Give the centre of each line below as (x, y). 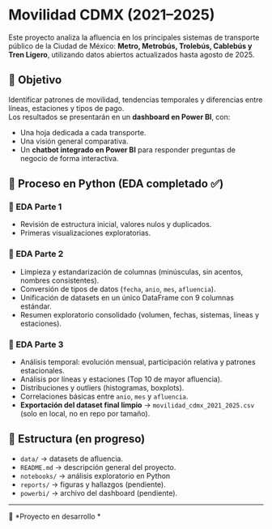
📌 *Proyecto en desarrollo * (55, 516)
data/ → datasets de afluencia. (72, 459)
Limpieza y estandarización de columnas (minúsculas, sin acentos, (132, 271)
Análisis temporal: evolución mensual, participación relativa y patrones (138, 362)
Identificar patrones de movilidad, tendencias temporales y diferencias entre (136, 100)
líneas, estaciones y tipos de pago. (66, 108)
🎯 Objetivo (35, 80)
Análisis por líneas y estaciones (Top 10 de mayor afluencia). (121, 379)
